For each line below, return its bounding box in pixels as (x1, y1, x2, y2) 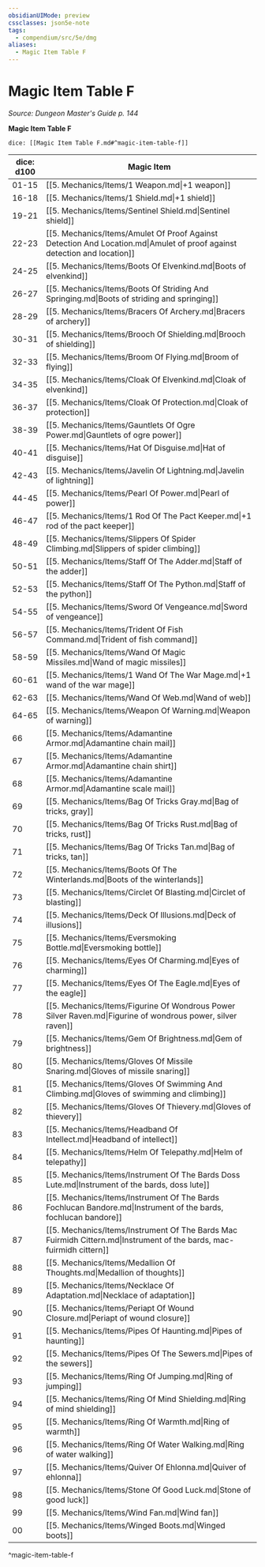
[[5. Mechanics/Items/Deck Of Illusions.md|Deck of (46, 910, 237, 921)
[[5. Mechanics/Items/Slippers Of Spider (46, 533, 196, 544)
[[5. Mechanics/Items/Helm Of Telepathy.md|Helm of (46, 1147, 243, 1158)
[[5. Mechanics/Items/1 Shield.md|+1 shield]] (46, 192, 216, 203)
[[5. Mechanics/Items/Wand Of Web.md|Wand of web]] (46, 692, 252, 703)
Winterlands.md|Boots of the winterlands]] (46, 874, 203, 885)
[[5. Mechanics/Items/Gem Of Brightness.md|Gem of (46, 1033, 243, 1044)
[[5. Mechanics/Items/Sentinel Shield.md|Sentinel (46, 205, 230, 216)
